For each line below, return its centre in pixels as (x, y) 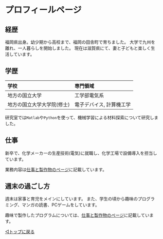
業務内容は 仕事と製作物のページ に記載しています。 (56, 169)
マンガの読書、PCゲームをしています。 (61, 205)
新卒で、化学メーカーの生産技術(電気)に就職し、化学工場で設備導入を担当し (81, 153)
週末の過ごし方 (27, 186)
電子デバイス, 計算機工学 (103, 104)
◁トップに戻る (20, 232)
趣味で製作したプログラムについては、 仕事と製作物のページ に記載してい (77, 215)
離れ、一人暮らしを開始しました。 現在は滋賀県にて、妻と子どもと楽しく (78, 48)
